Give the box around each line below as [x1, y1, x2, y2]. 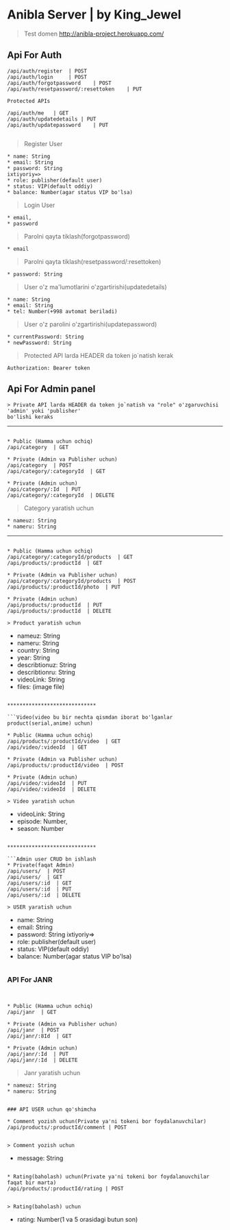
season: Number [16, 824, 64, 832]
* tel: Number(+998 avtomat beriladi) [7, 308, 118, 315]
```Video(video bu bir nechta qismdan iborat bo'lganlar [7, 714, 173, 721]
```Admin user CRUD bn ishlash [7, 856, 97, 863]
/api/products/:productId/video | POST [7, 762, 125, 769]
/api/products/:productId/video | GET [7, 738, 121, 745]
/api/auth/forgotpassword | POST [7, 80, 112, 86]
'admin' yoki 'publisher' [7, 407, 81, 414]
